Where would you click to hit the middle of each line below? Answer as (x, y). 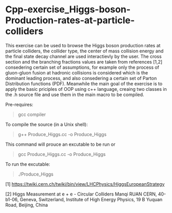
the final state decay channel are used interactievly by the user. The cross (83, 56)
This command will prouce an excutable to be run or (60, 144)
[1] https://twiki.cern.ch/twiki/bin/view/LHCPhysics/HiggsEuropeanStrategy (85, 184)
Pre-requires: (19, 104)
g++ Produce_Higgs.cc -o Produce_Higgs (62, 134)
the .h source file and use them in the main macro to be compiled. (75, 94)
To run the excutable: (28, 164)
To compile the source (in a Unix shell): (47, 124)
